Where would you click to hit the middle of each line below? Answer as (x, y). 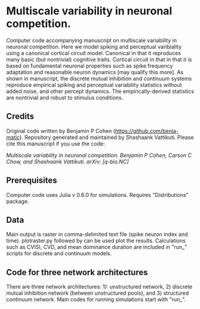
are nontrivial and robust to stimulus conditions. (65, 98)
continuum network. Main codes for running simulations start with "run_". (96, 299)
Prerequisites (32, 181)
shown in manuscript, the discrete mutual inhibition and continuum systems (99, 78)
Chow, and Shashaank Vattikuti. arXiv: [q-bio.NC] (67, 161)
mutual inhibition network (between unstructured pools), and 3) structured (98, 293)
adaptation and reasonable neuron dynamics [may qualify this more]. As (95, 72)
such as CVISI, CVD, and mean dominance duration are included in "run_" (97, 247)
